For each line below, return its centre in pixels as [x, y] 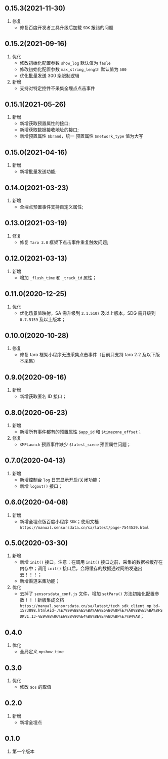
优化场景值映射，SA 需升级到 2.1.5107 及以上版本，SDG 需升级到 [88, 313]
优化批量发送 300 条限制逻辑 [49, 75]
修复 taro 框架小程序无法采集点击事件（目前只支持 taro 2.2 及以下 [88, 355]
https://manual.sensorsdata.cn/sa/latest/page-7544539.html [84, 528]
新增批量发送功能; [38, 172]
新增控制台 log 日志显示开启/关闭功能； [60, 480]
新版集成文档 [51, 600]
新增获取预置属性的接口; [45, 123]
